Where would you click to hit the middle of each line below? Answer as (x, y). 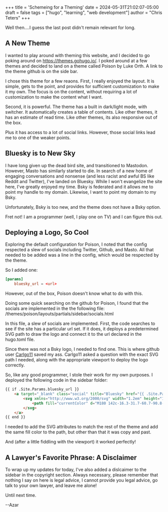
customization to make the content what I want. (54, 97)
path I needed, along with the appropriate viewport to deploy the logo (77, 360)
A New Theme (27, 43)
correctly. (15, 365)
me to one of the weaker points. (38, 138)
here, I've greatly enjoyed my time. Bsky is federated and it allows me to (79, 187)
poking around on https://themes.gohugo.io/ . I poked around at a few (76, 61)
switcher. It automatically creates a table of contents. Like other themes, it (81, 112)
